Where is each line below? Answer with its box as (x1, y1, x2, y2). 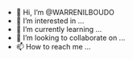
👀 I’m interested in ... (15, 16, 85, 26)
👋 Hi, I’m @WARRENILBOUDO (15, 8, 114, 17)
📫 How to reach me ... (15, 42, 91, 51)
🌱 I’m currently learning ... (15, 25, 102, 33)
